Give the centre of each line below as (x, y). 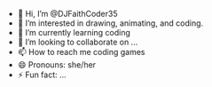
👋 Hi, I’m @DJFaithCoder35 (67, 14)
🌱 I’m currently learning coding (74, 32)
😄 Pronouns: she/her (56, 65)
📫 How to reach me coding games (81, 52)
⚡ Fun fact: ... (42, 75)
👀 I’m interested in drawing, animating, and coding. (110, 23)
